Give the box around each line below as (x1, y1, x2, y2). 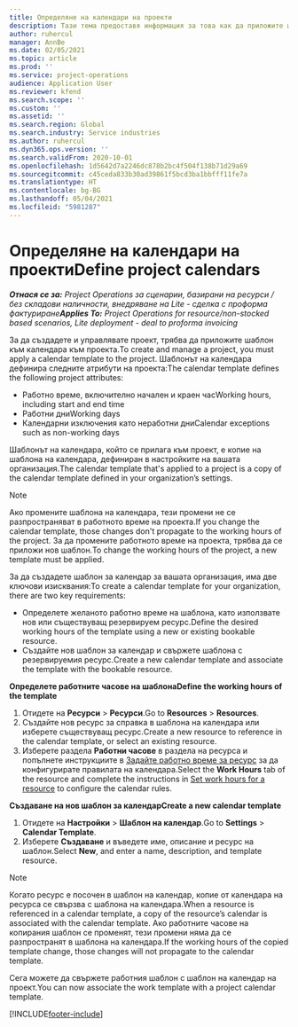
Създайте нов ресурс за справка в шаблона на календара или (21, 717, 260, 727)
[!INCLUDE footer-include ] (9, 1008, 104, 1019)
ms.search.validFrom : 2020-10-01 (9, 153, 133, 162)
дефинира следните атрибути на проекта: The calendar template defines (9, 363, 279, 373)
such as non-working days (21, 427, 120, 437)
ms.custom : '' (9, 104, 62, 113)
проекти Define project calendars (9, 259, 261, 279)
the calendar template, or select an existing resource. (21, 735, 217, 746)
